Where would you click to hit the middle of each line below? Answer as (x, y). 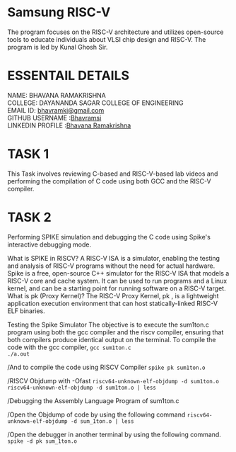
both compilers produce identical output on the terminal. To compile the (112, 339)
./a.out (19, 354)
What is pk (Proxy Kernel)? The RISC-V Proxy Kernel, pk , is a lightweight (113, 295)
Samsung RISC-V (59, 12)
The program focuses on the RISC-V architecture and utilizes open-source (116, 32)
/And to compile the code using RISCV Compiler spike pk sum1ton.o (106, 367)
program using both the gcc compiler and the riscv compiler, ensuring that (116, 332)
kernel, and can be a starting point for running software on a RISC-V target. (117, 288)
